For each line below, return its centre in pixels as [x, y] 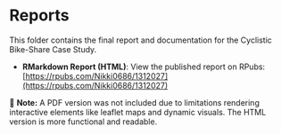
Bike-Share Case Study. [53, 49]
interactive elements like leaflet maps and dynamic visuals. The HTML [138, 112]
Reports [39, 16]
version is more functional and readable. [83, 122]
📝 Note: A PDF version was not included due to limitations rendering [135, 102]
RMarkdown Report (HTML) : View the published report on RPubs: [144, 67]
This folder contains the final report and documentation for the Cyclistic [140, 40]
